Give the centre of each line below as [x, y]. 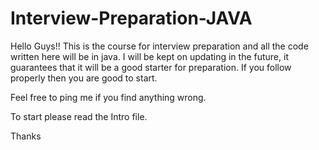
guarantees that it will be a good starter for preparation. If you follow [151, 67]
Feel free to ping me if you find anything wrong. [108, 97]
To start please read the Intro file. [79, 116]
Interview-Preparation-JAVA [131, 18]
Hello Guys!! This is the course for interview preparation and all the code [159, 46]
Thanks [26, 136]
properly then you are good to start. [84, 78]
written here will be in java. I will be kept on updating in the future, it [149, 56]
